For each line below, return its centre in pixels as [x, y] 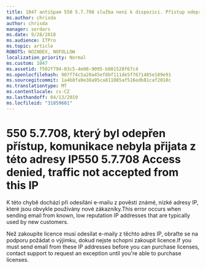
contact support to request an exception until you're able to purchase [94, 253]
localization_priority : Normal [46, 58]
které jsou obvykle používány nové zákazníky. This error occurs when [94, 209]
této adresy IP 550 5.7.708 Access [93, 159]
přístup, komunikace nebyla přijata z [101, 146]
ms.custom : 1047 [27, 63]
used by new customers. [37, 221]
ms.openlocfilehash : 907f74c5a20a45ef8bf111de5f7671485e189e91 [89, 75]
